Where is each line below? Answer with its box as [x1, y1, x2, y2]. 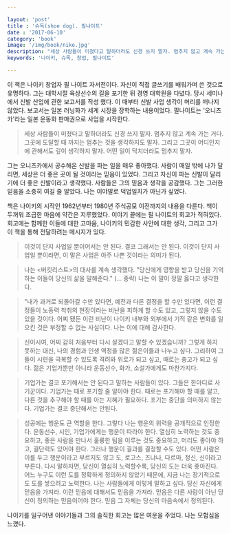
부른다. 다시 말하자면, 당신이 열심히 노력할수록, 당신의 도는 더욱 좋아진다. [23, 462, 219, 470]
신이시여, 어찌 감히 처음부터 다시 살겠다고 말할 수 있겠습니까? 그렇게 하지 [23, 338, 218, 346]
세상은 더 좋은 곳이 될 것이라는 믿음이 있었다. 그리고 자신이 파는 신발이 [21, 170, 208, 178]
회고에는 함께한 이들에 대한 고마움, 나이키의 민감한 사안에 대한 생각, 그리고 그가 [7, 218, 218, 227]
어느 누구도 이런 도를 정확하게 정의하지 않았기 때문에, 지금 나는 [23, 470, 191, 479]
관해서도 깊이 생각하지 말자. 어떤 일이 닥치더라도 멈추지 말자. [31, 146, 193, 155]
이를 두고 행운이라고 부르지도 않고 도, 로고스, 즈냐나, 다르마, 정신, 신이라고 [23, 453, 222, 462]
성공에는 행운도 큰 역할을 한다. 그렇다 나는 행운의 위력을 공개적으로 [23, 418, 202, 427]
